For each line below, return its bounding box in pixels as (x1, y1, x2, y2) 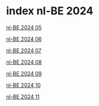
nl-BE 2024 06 (6, 35, 42, 42)
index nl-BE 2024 (6, 4, 94, 18)
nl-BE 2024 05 (6, 24, 42, 31)
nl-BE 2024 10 (6, 82, 41, 89)
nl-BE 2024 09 (6, 70, 42, 77)
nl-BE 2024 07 (6, 46, 41, 54)
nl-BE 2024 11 (6, 93, 40, 100)
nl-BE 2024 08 (6, 58, 42, 66)
